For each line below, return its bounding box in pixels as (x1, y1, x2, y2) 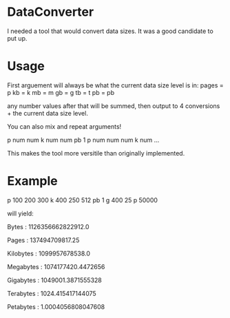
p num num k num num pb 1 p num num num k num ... (7, 136, 160, 144)
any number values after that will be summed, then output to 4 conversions (7, 101, 220, 110)
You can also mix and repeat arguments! (7, 122, 122, 131)
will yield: (7, 209, 34, 218)
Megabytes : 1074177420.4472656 (7, 262, 105, 271)
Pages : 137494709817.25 (7, 235, 80, 244)
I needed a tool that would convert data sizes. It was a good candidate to (7, 27, 213, 35)
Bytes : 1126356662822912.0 (7, 222, 90, 231)
